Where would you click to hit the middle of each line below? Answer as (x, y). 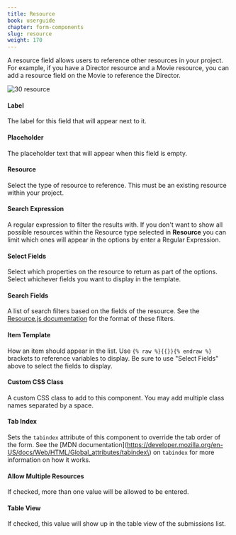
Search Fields (28, 295)
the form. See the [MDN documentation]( (67, 444)
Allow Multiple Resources (46, 476)
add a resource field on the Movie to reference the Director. (94, 76)
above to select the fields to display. (60, 366)
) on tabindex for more (181, 452)
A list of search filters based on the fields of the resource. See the (103, 311)
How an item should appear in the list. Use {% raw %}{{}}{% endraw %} (109, 351)
